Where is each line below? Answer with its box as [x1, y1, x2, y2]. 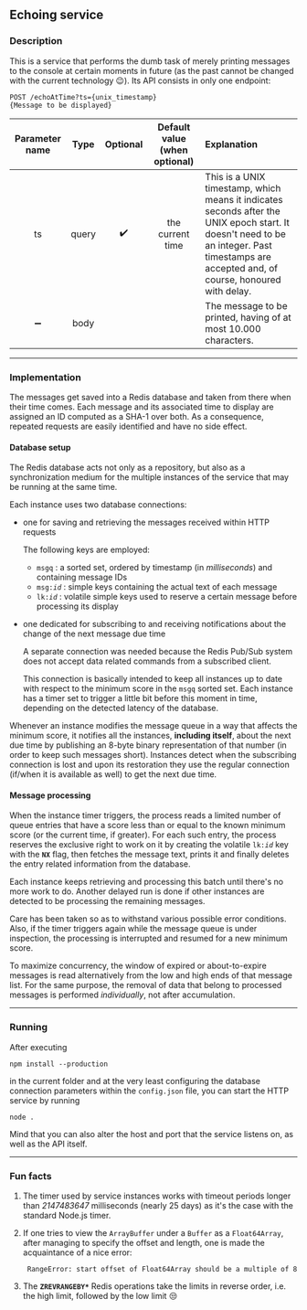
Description [9, 35, 63, 48]
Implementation [9, 370, 82, 383]
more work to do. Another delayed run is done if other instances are [9, 886, 265, 897]
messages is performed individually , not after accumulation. [9, 989, 236, 1000]
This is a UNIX [205, 170, 266, 183]
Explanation [205, 137, 259, 150]
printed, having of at [205, 311, 292, 324]
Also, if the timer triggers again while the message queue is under [9, 923, 258, 934]
